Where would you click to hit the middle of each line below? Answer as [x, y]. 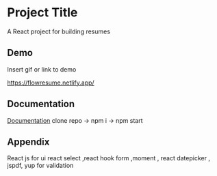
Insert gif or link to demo [42, 69]
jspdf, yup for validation [40, 166]
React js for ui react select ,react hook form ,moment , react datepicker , [109, 158]
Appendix [28, 142]
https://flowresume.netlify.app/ [51, 83]
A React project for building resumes [59, 31]
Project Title [42, 13]
